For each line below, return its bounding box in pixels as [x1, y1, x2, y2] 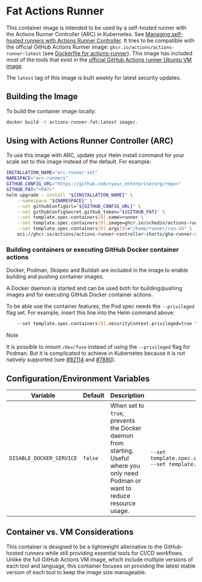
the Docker [110, 424, 142, 432]
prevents [110, 416, 135, 424]
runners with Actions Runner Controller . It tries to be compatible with [25, 37, 195, 44]
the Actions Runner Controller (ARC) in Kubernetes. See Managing [6, 30, 171, 37]
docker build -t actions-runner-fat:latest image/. [6, 119, 138, 125]
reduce [110, 491, 130, 500]
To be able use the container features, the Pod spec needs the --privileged [6, 302, 195, 310]
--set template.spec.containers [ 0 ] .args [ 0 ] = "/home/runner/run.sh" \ [17, 225, 192, 232]
